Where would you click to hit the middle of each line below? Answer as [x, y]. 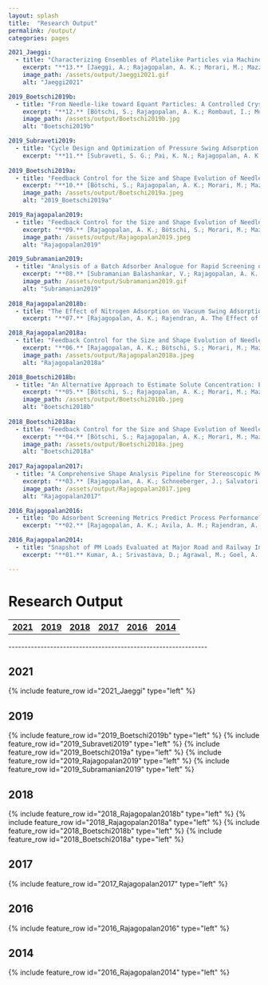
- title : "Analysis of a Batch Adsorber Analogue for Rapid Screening [135, 266]
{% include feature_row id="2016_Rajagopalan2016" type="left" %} [119, 928]
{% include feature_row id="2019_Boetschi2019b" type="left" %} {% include [134, 735]
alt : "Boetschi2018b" [58, 407]
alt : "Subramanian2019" [62, 289]
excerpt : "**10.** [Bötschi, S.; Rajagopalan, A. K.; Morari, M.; [135, 186]
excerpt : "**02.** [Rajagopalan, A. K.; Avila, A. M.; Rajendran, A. [141, 526]
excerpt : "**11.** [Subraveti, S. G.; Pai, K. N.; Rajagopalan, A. [137, 156]
